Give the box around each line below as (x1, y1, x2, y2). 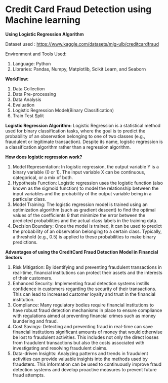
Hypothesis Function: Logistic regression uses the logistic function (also (12, 180, 163, 186)
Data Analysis (12, 96, 41, 102)
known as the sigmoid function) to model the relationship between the (12, 185, 159, 191)
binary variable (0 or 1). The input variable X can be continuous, (12, 169, 146, 175)
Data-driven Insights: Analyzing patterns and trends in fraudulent (12, 350, 148, 356)
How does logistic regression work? (5, 154, 82, 160)
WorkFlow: (5, 76, 29, 82)
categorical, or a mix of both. (12, 174, 73, 181)
